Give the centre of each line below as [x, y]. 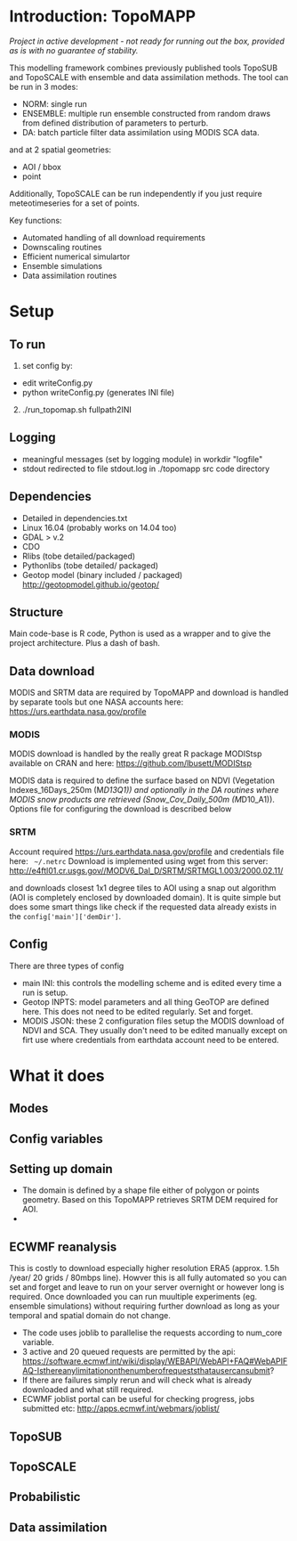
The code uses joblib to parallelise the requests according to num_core [152, 1333]
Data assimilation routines [69, 275]
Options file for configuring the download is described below [120, 809]
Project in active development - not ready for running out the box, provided [147, 41]
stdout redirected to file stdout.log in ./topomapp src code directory [146, 469]
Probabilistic [45, 1497]
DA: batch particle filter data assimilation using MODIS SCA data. [140, 132]
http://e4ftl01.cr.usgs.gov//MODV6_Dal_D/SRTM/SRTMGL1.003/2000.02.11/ [146, 870]
